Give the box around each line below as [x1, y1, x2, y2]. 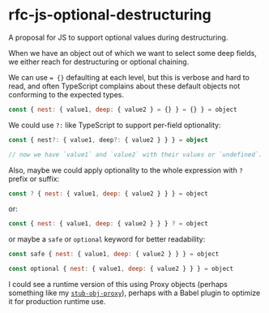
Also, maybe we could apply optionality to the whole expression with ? [8, 165, 243, 175]
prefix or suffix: [8, 174, 60, 183]
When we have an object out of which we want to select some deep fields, [8, 48, 258, 58]
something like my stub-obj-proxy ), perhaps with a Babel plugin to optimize [8, 288, 261, 298]
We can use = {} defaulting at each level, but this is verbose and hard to [8, 72, 250, 82]
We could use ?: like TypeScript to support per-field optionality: [8, 120, 221, 130]
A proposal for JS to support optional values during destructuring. [8, 32, 228, 42]
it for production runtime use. [8, 297, 106, 307]
